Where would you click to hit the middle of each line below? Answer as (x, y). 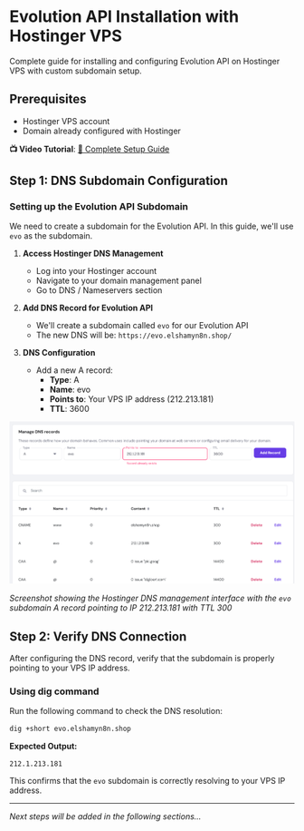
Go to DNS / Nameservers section (99, 290)
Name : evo (70, 390)
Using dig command (54, 691)
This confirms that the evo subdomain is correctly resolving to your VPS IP (147, 781)
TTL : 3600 (69, 409)
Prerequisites (48, 99)
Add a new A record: (74, 370)
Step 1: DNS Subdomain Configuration (119, 181)
